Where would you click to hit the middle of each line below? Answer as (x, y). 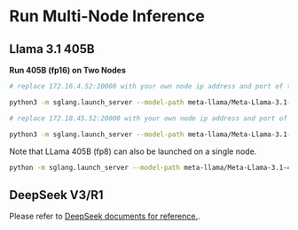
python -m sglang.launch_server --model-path (94, 167)
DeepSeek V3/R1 (56, 195)
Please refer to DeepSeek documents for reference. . (105, 216)
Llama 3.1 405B (52, 49)
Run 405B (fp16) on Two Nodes (68, 70)
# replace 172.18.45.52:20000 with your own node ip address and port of (149, 118)
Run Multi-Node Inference (107, 16)
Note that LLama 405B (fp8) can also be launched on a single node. (133, 151)
